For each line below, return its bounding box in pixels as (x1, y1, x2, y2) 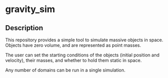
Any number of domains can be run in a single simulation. (5, 67, 126, 73)
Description (5, 24, 43, 32)
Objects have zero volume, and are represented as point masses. (5, 42, 141, 48)
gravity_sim (5, 4, 55, 15)
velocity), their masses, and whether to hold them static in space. (5, 57, 142, 63)
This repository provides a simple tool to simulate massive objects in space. (5, 37, 163, 43)
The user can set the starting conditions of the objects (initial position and (5, 52, 160, 58)
